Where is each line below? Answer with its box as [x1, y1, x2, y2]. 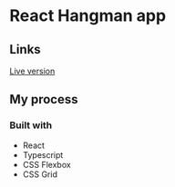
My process [9, 92, 78, 107]
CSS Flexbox [22, 159, 71, 170]
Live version [9, 65, 56, 76]
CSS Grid [22, 169, 57, 180]
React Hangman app [9, 5, 167, 26]
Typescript [22, 149, 64, 160]
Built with [9, 119, 53, 132]
